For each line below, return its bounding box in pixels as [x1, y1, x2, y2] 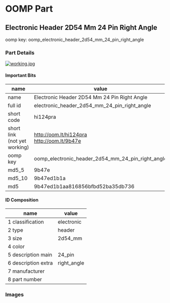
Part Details [5, 49, 34, 56]
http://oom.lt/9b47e [33, 137, 81, 144]
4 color [8, 243, 25, 250]
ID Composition [5, 197, 39, 203]
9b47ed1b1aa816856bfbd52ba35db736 [33, 183, 135, 190]
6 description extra [8, 259, 53, 266]
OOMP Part [5, 3, 53, 15]
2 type [8, 226, 24, 233]
